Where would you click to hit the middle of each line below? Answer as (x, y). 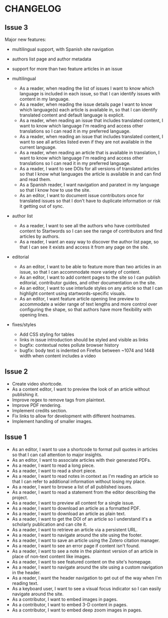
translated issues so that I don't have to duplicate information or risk (90, 201)
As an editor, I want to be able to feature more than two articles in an (90, 267)
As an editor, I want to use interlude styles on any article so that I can (91, 288)
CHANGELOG (33, 9)
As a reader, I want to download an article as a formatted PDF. (76, 508)
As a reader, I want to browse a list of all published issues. (72, 486)
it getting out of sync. (41, 206)
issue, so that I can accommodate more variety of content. (80, 272)
